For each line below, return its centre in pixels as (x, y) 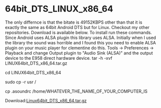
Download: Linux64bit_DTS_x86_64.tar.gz (46, 100)
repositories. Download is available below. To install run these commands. (79, 32)
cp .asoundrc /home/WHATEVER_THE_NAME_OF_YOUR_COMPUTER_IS (76, 91)
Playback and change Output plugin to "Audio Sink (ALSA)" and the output (79, 53)
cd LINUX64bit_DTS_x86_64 (33, 72)
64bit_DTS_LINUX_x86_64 (59, 9)
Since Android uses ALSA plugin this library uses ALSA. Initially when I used (80, 38)
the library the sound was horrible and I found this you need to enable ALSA (80, 42)
